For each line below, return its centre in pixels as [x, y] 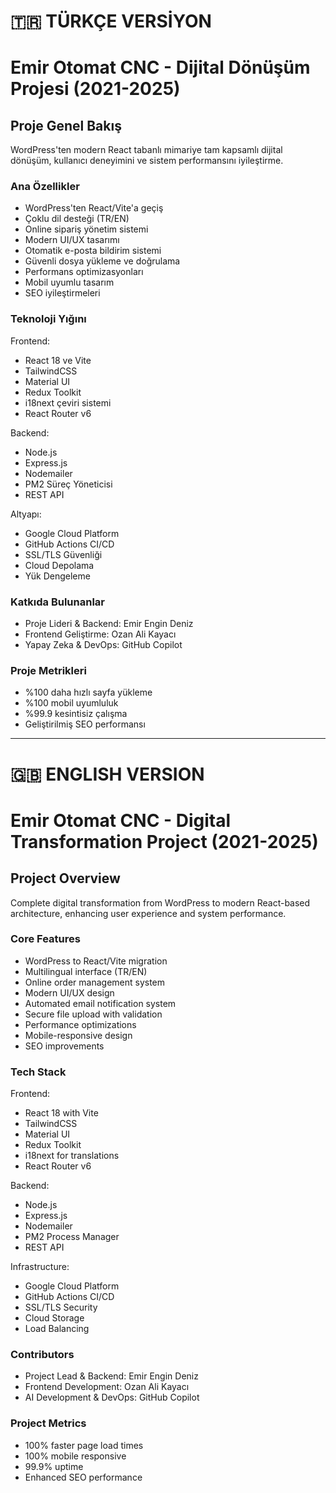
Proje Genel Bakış [66, 125]
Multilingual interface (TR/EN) [86, 971]
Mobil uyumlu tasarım [69, 282]
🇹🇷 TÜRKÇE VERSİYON [111, 21]
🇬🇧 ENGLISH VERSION [107, 774]
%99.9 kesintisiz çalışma [76, 714]
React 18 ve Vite [58, 360]
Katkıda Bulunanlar [57, 602]
